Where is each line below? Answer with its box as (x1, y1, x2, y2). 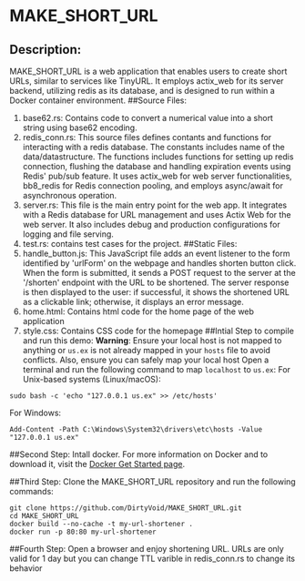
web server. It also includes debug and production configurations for (22, 219, 280, 229)
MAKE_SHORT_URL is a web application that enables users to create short (9, 66, 288, 76)
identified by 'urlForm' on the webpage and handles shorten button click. (22, 258, 297, 269)
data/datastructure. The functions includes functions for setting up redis (22, 151, 294, 162)
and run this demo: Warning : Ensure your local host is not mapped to (22, 335, 282, 346)
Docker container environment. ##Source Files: (9, 95, 188, 106)
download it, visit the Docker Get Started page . (9, 459, 186, 469)
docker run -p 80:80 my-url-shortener (9, 527, 157, 536)
